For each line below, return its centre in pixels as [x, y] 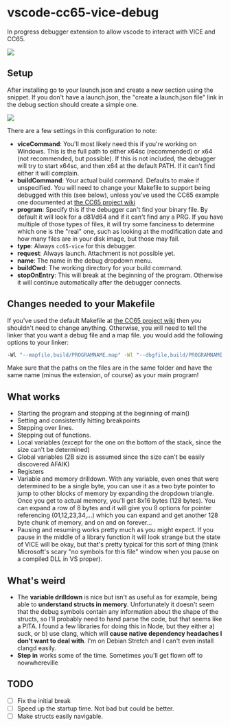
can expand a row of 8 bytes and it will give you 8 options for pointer [114, 508]
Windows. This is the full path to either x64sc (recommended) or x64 [115, 151]
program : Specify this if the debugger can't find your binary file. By [112, 209]
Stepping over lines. [45, 428]
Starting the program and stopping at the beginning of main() [103, 414]
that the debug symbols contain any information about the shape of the [118, 612]
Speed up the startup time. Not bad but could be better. [95, 708]
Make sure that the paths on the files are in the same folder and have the [110, 368]
